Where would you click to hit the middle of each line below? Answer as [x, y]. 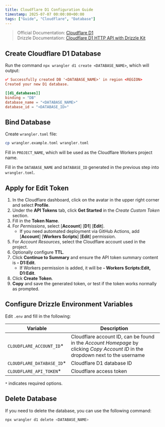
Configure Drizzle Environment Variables [69, 304]
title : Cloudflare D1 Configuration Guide [49, 10]
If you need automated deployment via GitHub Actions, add [80, 231]
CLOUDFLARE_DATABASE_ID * [37, 363]
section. [20, 215]
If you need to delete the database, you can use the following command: [78, 411]
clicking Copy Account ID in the [107, 349]
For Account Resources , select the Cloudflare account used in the [79, 241]
